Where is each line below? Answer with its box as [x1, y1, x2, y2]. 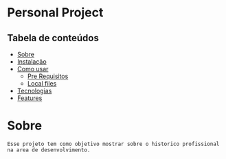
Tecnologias [16, 87, 52, 95]
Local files [27, 79, 57, 87]
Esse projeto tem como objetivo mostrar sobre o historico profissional [7, 140, 220, 147]
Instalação [16, 58, 47, 66]
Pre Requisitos [27, 72, 69, 80]
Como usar [16, 65, 49, 73]
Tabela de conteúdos [7, 32, 100, 44]
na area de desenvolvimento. [7, 146, 91, 154]
